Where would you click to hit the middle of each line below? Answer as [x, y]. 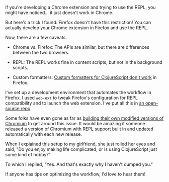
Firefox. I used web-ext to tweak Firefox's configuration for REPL [72, 98]
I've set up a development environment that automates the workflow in [78, 92]
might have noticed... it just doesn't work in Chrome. [59, 13]
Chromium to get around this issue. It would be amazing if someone [75, 123]
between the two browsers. [41, 53]
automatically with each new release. [44, 134]
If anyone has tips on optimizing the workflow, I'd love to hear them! [75, 174]
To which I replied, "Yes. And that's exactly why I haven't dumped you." [79, 164]
